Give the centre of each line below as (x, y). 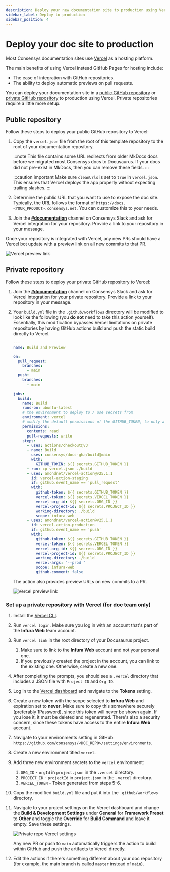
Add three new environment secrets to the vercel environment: (78, 762)
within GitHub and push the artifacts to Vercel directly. (69, 849)
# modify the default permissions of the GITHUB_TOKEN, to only (91, 422)
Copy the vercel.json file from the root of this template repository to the (88, 141)
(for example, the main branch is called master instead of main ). (78, 864)
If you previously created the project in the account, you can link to (90, 661)
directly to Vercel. (31, 333)
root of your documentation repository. (53, 147)
